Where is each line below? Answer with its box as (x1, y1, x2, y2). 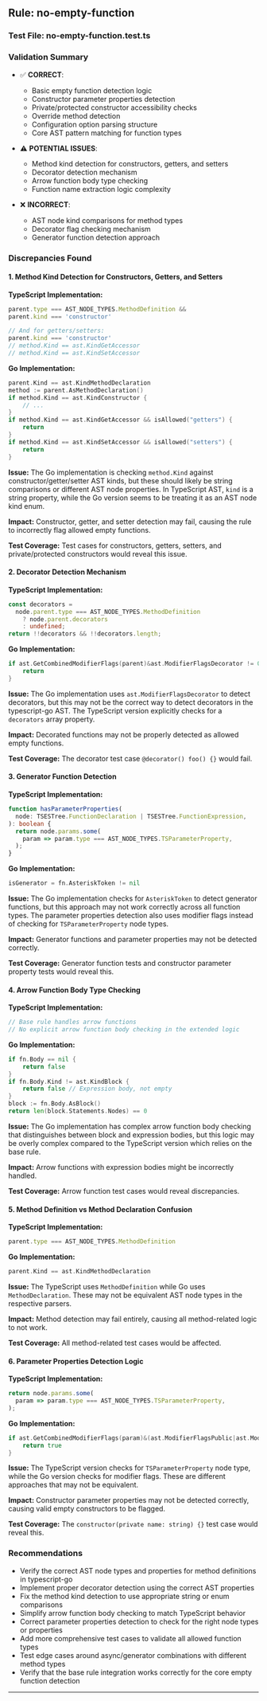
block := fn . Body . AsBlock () (8, 1100, 102, 1108)
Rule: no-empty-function (8, 6, 135, 20)
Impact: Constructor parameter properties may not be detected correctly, (8, 1496, 250, 1505)
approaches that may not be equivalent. (8, 1480, 139, 1490)
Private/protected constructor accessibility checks (31, 103, 197, 112)
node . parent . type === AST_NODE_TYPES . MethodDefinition (15, 608, 201, 616)
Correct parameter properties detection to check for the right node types (19, 1617, 259, 1626)
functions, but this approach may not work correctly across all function (8, 902, 241, 912)
